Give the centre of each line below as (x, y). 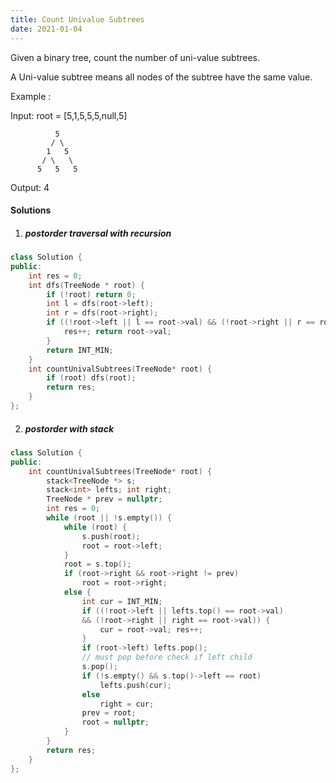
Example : (31, 96)
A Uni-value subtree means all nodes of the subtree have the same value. (161, 77)
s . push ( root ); (111, 536)
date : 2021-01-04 (46, 29)
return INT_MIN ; (80, 350)
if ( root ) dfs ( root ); (91, 378)
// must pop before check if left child (167, 657)
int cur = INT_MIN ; (122, 601)
